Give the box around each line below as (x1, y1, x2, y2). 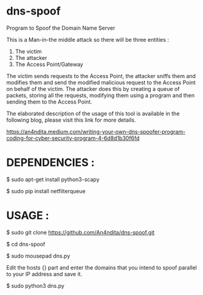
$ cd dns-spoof (6, 240, 46, 248)
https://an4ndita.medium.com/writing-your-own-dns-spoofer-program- (6, 128, 186, 135)
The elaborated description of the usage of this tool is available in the (6, 110, 180, 117)
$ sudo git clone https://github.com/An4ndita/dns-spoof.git (6, 228, 155, 236)
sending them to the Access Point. (6, 98, 92, 105)
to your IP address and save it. (6, 270, 83, 277)
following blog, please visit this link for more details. (6, 116, 136, 124)
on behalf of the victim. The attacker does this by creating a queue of (6, 85, 180, 92)
